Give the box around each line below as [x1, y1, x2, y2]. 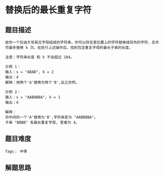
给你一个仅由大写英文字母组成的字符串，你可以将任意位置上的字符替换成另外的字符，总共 [5, 40, 159, 45]
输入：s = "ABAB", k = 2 [5, 70, 54, 74]
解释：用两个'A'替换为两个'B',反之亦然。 [5, 80, 80, 85]
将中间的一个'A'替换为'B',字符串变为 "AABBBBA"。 [5, 115, 98, 120]
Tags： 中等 [5, 149, 28, 154]
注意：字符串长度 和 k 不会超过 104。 [5, 55, 74, 60]
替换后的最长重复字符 [5, 4, 92, 16]
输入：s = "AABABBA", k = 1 [5, 95, 61, 100]
